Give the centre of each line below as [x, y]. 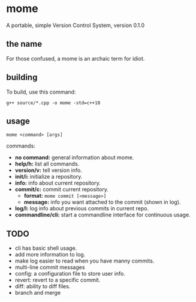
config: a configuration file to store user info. [70, 274]
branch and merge [38, 293]
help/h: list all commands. [47, 164]
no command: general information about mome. [74, 158]
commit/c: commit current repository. [62, 189]
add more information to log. [50, 255]
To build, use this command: [41, 92]
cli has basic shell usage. [46, 248]
